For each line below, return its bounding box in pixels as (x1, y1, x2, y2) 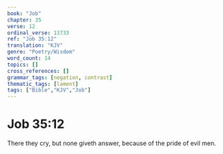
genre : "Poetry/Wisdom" (7, 49, 76, 56)
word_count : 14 (7, 55, 51, 62)
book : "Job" (7, 10, 41, 17)
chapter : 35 (7, 16, 41, 23)
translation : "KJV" (7, 42, 64, 49)
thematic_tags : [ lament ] (7, 80, 79, 87)
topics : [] (7, 61, 39, 68)
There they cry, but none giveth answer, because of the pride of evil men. (7, 139, 216, 148)
